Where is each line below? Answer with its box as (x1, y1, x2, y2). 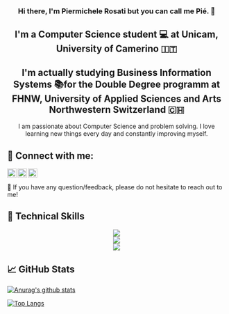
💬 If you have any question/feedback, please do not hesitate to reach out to (7, 182, 223, 191)
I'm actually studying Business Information (22, 66, 212, 79)
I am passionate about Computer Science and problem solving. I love (18, 122, 215, 131)
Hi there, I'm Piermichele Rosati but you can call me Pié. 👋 (17, 6, 216, 16)
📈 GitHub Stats (7, 264, 75, 276)
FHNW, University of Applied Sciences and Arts (11, 93, 222, 104)
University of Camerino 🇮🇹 (56, 43, 178, 55)
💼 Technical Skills (7, 210, 85, 222)
